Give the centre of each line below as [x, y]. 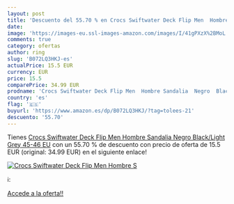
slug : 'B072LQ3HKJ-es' [40, 59]
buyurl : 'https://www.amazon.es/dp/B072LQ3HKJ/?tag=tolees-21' [101, 111]
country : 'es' [28, 98]
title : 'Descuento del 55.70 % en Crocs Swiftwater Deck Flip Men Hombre [118, 20]
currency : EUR [28, 72]
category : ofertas [34, 46]
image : [17, 33]
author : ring [26, 53]
